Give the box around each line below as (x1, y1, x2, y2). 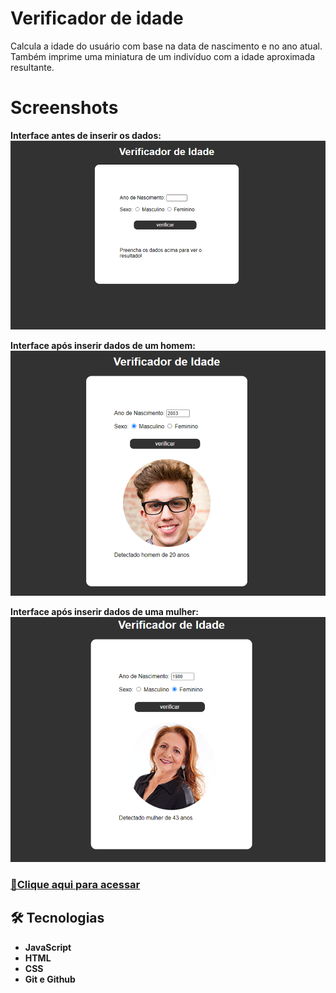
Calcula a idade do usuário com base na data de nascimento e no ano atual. (10, 40, 323, 52)
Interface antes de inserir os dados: (10, 129, 162, 141)
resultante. (10, 61, 55, 73)
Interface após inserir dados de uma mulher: (10, 605, 199, 617)
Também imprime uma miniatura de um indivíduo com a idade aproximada (10, 50, 316, 62)
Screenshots (10, 97, 119, 119)
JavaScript (24, 941, 72, 953)
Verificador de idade (10, 7, 184, 30)
